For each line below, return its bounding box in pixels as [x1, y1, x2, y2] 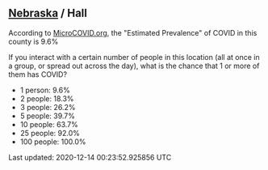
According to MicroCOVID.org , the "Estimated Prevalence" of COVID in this [8, 28, 258, 37]
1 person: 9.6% [19, 85, 70, 95]
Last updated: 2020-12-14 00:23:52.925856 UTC [8, 152, 172, 162]
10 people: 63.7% [19, 119, 79, 129]
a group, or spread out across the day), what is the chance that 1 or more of [8, 61, 260, 70]
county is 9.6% [8, 36, 59, 46]
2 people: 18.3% [19, 93, 74, 104]
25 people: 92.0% [19, 128, 81, 138]
